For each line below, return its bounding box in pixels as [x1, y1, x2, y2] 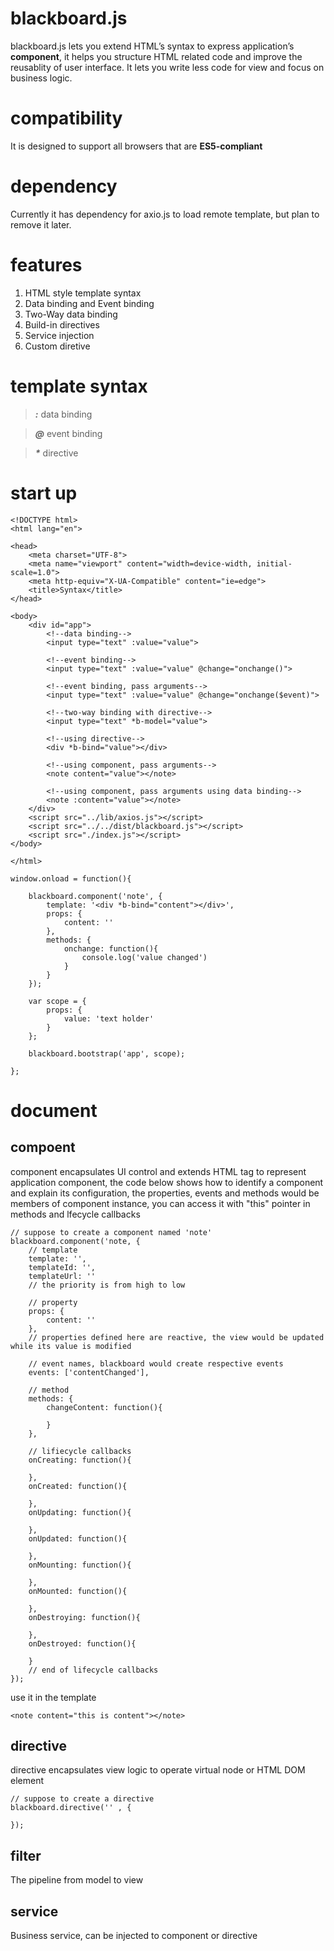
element [10, 1775, 44, 1787]
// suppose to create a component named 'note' [10, 1227, 213, 1237]
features [10, 254, 83, 276]
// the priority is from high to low [28, 1280, 186, 1290]
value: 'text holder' [63, 1013, 155, 1024]
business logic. [10, 72, 73, 84]
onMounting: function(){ [28, 1560, 132, 1570]
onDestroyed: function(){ [28, 1638, 137, 1649]
